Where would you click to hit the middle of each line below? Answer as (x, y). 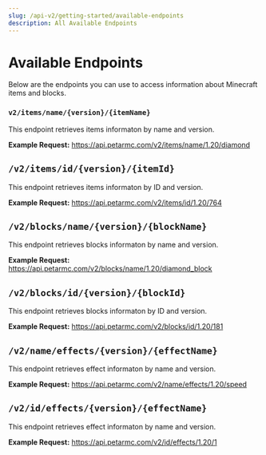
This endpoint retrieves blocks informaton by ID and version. (108, 311)
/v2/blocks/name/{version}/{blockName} (108, 226)
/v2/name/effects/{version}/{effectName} (113, 350)
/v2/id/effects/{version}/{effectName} (108, 408)
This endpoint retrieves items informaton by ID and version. (106, 187)
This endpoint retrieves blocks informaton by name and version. (113, 245)
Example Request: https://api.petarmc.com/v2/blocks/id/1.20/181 (116, 326)
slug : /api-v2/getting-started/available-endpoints (96, 16)
